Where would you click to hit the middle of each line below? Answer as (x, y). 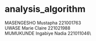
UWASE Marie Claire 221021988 (37, 28)
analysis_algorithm (45, 9)
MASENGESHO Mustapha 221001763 (43, 23)
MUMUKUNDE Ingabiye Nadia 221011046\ (48, 33)
